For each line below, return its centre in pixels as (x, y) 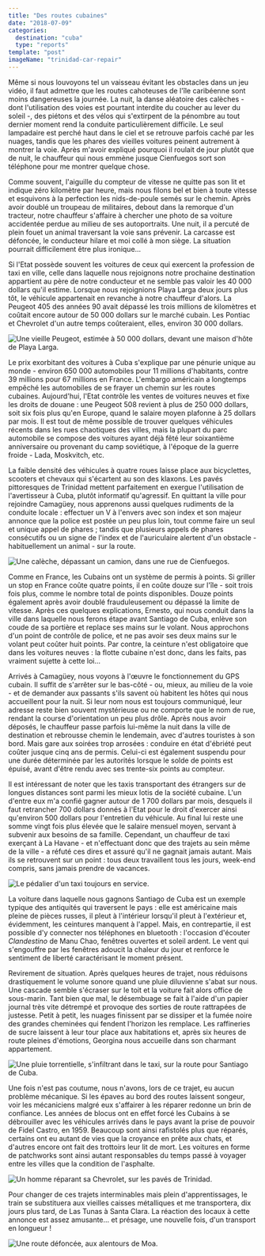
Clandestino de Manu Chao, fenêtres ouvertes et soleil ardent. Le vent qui (129, 941)
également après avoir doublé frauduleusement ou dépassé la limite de (124, 602)
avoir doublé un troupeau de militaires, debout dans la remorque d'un (121, 207)
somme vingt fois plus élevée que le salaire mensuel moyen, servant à (122, 826)
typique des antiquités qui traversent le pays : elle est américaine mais (123, 907)
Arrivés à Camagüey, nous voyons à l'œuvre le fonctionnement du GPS (124, 676)
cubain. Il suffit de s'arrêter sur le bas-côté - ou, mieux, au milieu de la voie (131, 684)
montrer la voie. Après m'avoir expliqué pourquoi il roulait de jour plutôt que (131, 149)
